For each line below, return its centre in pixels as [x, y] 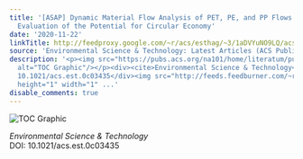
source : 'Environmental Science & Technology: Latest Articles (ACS [141, 51]
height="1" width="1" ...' [68, 84]
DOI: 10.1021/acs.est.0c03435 [64, 146]
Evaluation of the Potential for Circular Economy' [117, 26]
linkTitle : [30, 43]
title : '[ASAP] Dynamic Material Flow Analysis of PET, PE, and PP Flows [151, 18]
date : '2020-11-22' [46, 34]
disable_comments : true [54, 93]
